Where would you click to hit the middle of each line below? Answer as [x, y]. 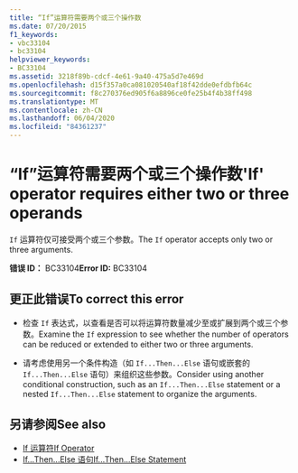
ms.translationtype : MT [54, 102]
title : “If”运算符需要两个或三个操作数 [75, 18]
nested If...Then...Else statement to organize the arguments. [140, 394]
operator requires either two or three [149, 194]
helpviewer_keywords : [50, 60]
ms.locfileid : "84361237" [58, 127]
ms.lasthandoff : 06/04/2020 [62, 118]
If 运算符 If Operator [58, 448]
